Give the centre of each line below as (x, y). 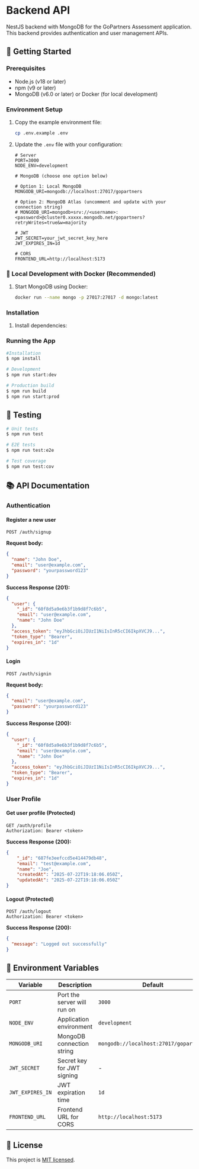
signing (68, 1075)
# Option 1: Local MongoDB (48, 186)
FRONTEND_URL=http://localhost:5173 (60, 259)
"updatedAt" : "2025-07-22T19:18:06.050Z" (68, 880)
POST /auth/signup (29, 532)
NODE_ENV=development (41, 166)
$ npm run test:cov (30, 466)
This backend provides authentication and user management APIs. (87, 33)
